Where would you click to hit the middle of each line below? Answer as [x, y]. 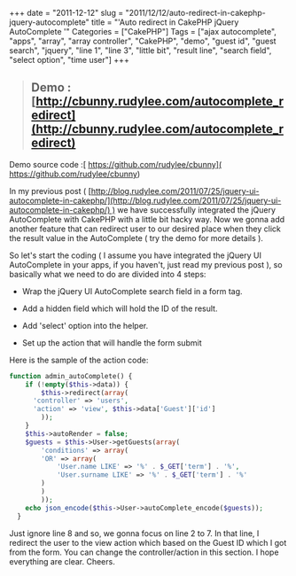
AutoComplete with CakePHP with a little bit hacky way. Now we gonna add [147, 219]
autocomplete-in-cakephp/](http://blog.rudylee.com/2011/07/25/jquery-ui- [145, 200]
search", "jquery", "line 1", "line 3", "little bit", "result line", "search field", [140, 51]
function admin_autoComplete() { [71, 376]
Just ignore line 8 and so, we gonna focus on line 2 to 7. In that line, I [134, 533]
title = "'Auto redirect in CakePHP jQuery [165, 22]
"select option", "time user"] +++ [70, 60]
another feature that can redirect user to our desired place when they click [145, 229]
